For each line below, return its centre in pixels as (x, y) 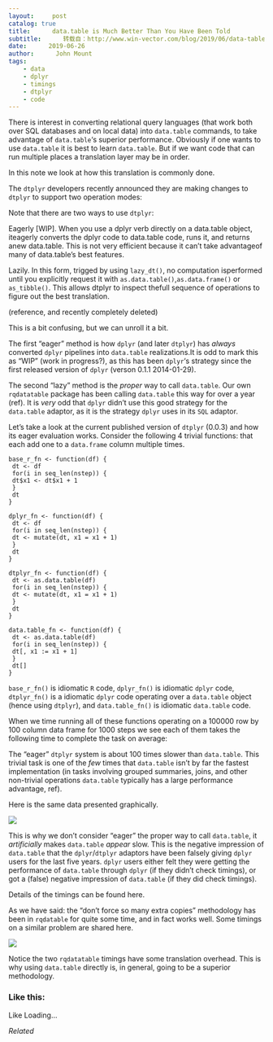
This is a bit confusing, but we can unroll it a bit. (89, 328)
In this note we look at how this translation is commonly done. (112, 173)
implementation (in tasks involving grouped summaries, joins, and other (128, 772)
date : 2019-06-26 (47, 46)
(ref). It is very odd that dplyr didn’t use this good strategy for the (118, 403)
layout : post (38, 16)
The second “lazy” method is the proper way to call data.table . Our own (130, 385)
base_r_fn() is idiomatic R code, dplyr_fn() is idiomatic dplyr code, (121, 688)
